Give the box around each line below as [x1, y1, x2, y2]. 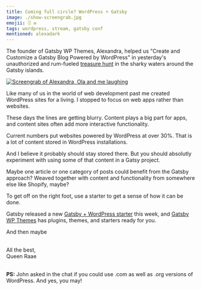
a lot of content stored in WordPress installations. [6, 138, 128, 146]
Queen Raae [6, 253, 37, 260]
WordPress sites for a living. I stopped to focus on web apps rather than [6, 96, 184, 104]
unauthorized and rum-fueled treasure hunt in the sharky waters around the [6, 61, 194, 68]
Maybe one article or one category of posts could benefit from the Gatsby [6, 168, 189, 176]
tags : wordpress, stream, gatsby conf [6, 25, 103, 32]
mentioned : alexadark [6, 31, 61, 37]
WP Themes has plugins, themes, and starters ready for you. [6, 217, 157, 224]
